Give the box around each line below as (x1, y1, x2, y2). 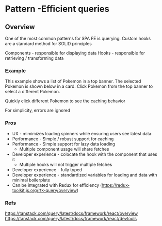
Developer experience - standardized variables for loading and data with (12, 172, 157, 178)
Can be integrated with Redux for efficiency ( (12, 182, 102, 188)
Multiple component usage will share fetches (19, 146, 109, 152)
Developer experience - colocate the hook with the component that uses (12, 151, 158, 157)
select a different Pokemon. (5, 89, 60, 95)
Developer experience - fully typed (12, 166, 82, 173)
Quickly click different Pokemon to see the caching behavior (5, 98, 126, 104)
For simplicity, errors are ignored (5, 108, 70, 113)
